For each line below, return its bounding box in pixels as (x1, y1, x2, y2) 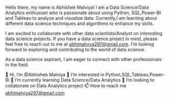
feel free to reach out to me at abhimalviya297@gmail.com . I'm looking (5, 41, 154, 47)
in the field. (5, 62, 29, 68)
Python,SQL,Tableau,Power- (105, 72, 165, 78)
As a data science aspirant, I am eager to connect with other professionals (5, 56, 162, 62)
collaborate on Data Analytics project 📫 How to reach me (5, 83, 127, 88)
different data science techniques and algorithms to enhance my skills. (5, 20, 154, 26)
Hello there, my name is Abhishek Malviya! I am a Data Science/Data (5, 5, 149, 10)
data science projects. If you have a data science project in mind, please (5, 36, 158, 42)
